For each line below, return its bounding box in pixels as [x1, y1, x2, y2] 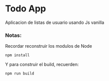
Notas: [5, 32, 22, 39]
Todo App [5, 3, 46, 14]
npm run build [5, 71, 35, 76]
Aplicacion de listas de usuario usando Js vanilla [5, 19, 105, 25]
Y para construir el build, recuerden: [5, 62, 79, 68]
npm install [5, 53, 30, 58]
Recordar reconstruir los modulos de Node [5, 43, 93, 49]
